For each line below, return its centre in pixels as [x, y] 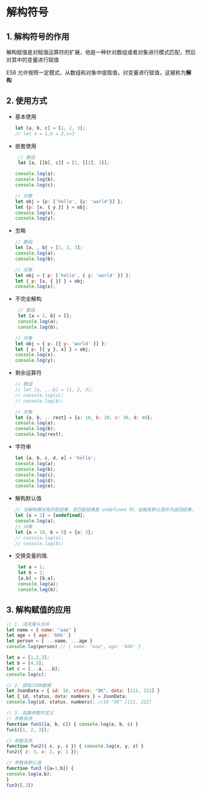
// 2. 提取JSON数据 [29, 685]
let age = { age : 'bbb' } [38, 635]
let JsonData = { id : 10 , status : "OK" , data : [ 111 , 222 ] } [83, 691]
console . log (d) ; [35, 480]
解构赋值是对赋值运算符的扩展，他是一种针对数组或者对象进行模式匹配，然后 [101, 52]
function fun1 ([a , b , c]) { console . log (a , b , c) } [72, 724]
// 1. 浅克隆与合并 [28, 624]
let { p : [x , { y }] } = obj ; [51, 207]
